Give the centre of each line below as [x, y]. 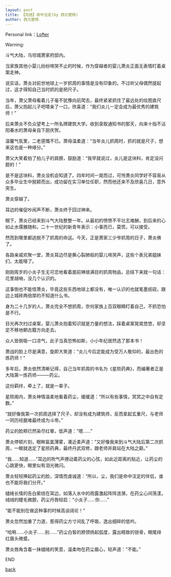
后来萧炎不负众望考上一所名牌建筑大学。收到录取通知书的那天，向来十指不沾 [85, 124]
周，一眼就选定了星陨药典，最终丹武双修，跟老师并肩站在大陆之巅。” [77, 448]
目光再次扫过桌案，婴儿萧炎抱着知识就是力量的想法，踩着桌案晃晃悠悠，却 [83, 324]
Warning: [15, 45]
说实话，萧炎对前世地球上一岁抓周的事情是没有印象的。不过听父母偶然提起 [83, 83]
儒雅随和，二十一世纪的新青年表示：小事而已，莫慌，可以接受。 [85, 227]
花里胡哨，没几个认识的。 [32, 278]
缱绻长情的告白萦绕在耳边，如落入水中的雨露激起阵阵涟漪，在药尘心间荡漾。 [85, 494]
